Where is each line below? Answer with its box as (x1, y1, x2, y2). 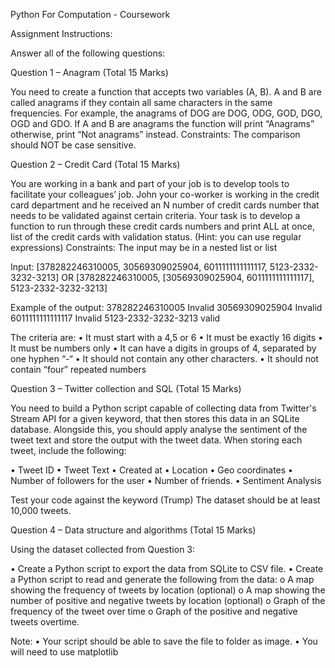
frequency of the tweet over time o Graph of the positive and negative (10, 605, 298, 617)
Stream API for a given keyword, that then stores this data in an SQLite (10, 413, 300, 424)
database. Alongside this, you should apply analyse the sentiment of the (10, 424, 308, 435)
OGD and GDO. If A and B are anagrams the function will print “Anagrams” (10, 118, 315, 129)
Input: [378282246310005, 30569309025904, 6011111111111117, (10, 261, 268, 273)
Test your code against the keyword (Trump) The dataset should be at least (10, 494, 321, 506)
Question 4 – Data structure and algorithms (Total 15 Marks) (10, 524, 257, 536)
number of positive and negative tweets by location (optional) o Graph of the (10, 595, 326, 606)
